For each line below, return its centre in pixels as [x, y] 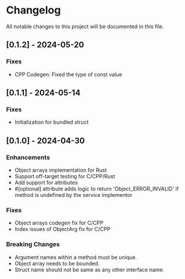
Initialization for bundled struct [52, 122]
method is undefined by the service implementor [73, 195]
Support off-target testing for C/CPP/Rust [65, 176]
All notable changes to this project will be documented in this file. [85, 26]
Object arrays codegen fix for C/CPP [59, 223]
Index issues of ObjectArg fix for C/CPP [62, 229]
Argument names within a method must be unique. [75, 257]
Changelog [33, 10]
